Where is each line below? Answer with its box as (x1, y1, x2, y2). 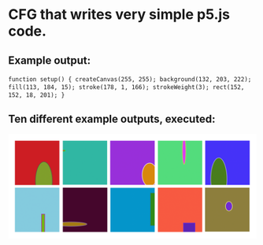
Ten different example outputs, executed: (8, 113, 216, 126)
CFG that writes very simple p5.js (8, 6, 231, 24)
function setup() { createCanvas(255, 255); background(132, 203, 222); (8, 76, 252, 84)
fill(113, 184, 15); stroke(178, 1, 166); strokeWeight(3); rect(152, (8, 84, 245, 91)
